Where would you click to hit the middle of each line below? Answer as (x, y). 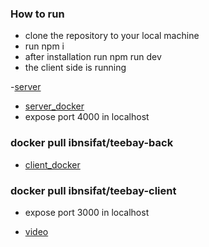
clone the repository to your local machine (112, 36)
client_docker (52, 164)
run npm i (44, 46)
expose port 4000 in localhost (87, 117)
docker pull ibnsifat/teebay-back (92, 143)
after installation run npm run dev (93, 57)
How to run (37, 14)
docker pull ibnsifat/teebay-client (93, 190)
